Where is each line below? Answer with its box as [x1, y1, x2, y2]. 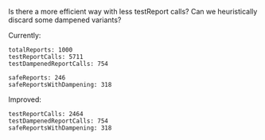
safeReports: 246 [8, 74, 66, 82]
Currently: [8, 31, 41, 40]
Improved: [8, 95, 42, 104]
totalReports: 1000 [8, 46, 73, 54]
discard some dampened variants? [8, 15, 122, 25]
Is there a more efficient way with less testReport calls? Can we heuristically [8, 7, 258, 16]
